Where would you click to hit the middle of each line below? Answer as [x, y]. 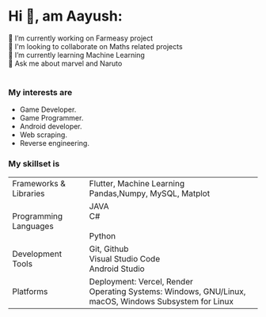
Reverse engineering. [54, 143]
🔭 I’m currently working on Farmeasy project [81, 38]
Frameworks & [39, 183]
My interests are [40, 92]
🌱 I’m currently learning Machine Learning [76, 55]
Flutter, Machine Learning [137, 183]
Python [103, 235]
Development [37, 254]
